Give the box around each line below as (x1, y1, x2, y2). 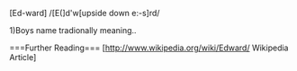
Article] (9, 52, 37, 62)
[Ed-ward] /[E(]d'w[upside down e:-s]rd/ (9, 8, 160, 18)
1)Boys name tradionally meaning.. (9, 25, 137, 35)
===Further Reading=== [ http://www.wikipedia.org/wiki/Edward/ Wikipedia (9, 42, 289, 53)
